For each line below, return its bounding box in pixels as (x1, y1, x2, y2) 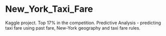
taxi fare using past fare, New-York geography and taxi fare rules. (5, 25, 140, 31)
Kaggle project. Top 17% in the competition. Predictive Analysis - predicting (5, 20, 161, 26)
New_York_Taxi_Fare (5, 3, 93, 15)
